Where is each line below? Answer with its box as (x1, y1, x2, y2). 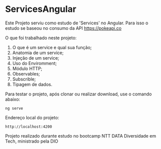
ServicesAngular (5, 3, 77, 15)
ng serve (5, 106, 23, 111)
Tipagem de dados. (12, 81, 53, 87)
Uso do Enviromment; (12, 60, 57, 66)
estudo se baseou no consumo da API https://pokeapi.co (5, 25, 122, 31)
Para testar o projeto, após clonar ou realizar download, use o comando (5, 91, 152, 97)
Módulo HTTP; (12, 66, 43, 72)
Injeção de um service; (12, 55, 60, 61)
